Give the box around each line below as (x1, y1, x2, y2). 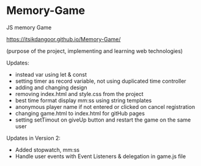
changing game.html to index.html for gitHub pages (15, 109, 145, 117)
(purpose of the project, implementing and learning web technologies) (6, 47, 183, 55)
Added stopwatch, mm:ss (15, 146, 80, 153)
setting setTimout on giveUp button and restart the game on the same (15, 116, 191, 123)
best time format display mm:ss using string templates (15, 97, 152, 104)
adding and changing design (15, 83, 87, 91)
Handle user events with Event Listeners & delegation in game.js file (15, 153, 186, 160)
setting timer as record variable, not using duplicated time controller (15, 77, 186, 85)
